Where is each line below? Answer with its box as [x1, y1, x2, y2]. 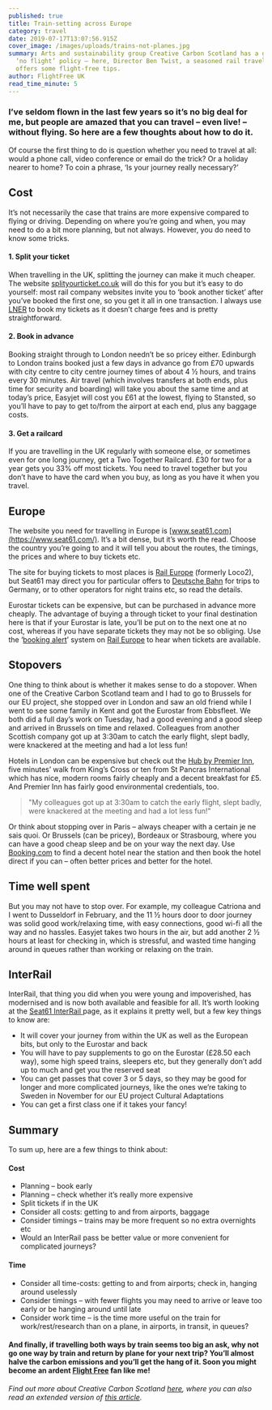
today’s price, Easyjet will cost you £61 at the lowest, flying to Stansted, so [8, 392, 257, 402]
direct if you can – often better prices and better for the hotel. [8, 856, 213, 866]
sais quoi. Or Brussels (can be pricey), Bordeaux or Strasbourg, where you [8, 830, 257, 840]
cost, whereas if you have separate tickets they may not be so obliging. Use [8, 626, 261, 636]
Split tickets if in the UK [19, 1198, 99, 1208]
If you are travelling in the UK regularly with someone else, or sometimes [8, 447, 251, 456]
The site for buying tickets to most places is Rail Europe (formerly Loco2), [8, 568, 254, 577]
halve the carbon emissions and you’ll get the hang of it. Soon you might [8, 1357, 257, 1367]
